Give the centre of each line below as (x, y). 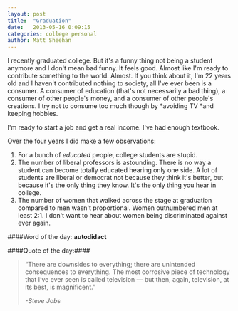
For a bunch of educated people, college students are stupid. (108, 155)
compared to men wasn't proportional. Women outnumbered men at (118, 208)
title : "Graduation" (40, 21)
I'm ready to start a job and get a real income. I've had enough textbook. (113, 127)
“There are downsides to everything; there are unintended (110, 265)
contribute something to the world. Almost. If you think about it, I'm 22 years (119, 76)
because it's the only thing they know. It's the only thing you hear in (117, 185)
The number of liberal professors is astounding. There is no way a (114, 163)
